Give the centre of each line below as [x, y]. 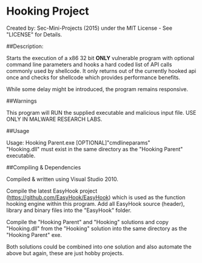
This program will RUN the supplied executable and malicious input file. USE [101, 112]
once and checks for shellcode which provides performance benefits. [93, 77]
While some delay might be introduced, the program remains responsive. [97, 89]
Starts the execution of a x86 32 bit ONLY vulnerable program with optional [100, 58]
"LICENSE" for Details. [34, 34]
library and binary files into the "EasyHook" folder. [69, 210]
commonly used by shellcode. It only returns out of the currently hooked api [101, 70]
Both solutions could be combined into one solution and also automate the [99, 247]
